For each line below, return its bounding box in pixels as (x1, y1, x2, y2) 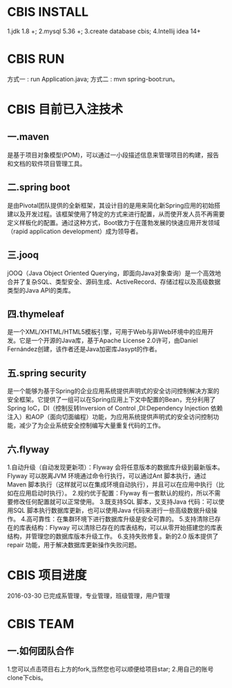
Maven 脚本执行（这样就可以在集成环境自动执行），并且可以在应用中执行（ (7, 480, 219, 489)
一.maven (7, 131, 50, 143)
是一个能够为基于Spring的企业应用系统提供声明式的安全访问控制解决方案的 (7, 387, 220, 395)
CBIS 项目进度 (7, 567, 88, 583)
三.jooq (7, 249, 39, 261)
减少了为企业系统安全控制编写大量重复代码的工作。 (19, 422, 164, 430)
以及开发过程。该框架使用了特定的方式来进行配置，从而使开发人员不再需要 (12, 210, 225, 218)
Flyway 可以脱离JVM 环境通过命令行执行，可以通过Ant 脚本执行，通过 (7, 471, 207, 480)
